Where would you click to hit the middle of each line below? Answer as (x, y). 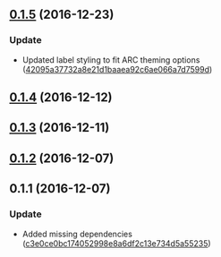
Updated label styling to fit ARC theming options (111, 60)
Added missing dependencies (77, 234)
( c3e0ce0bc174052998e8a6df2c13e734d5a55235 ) (117, 243)
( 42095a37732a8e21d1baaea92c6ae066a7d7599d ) (117, 69)
